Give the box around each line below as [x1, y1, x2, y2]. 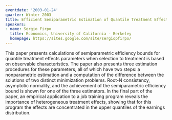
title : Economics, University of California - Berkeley [10, 31, 132, 36]
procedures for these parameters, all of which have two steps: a [5, 66, 140, 72]
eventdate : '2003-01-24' [5, 7, 58, 13]
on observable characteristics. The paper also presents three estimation [5, 61, 158, 67]
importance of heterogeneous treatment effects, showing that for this [5, 99, 152, 105]
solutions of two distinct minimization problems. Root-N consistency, [5, 77, 150, 83]
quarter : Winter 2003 [5, 12, 52, 17]
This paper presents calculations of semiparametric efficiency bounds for [5, 50, 160, 56]
